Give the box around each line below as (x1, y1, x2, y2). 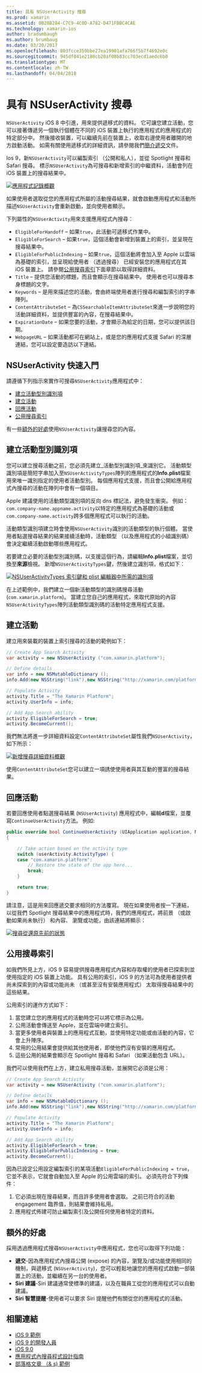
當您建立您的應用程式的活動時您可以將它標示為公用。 (14, 1014, 147, 1021)
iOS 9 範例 (14, 1331, 41, 1338)
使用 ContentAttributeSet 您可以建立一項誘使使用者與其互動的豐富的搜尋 (6, 766, 185, 773)
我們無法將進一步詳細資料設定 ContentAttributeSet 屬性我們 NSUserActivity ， (6, 733, 195, 740)
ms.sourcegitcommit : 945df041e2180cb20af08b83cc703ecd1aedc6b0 (6, 54, 168, 60)
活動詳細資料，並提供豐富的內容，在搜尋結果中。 (14, 311, 136, 318)
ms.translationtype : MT (6, 59, 66, 65)
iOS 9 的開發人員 (14, 1339, 57, 1346)
